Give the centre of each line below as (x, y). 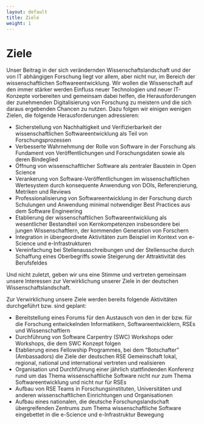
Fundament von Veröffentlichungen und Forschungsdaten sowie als (100, 153)
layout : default (27, 12)
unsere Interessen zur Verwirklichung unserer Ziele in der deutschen (92, 281)
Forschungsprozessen (43, 140)
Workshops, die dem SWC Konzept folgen (68, 344)
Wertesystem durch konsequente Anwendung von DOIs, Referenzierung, (106, 186)
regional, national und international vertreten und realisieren (90, 363)
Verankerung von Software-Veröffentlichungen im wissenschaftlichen (102, 179)
